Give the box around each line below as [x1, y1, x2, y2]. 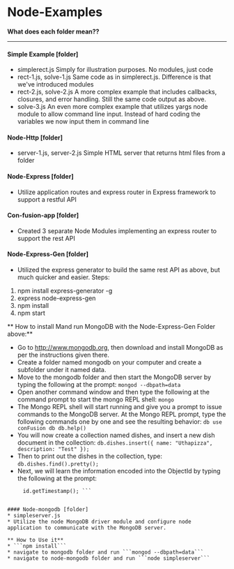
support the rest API [17, 234, 75, 242]
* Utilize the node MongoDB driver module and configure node [7, 518, 192, 525]
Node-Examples [7, 4, 103, 20]
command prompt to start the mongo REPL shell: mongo [17, 395, 174, 404]
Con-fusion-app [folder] [7, 211, 79, 220]
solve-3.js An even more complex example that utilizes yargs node [17, 103, 208, 111]
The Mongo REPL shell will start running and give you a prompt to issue [17, 402, 223, 411]
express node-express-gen [17, 294, 96, 302]
